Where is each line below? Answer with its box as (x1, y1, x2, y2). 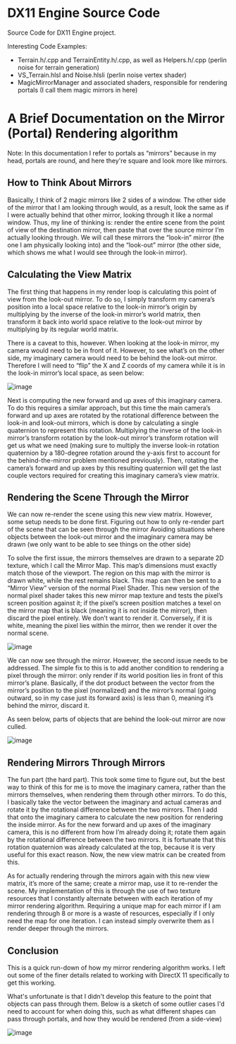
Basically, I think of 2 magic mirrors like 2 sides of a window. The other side (7, 196, 226, 204)
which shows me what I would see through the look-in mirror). (7, 248, 188, 256)
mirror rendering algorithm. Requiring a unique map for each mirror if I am (7, 902, 221, 910)
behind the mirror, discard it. (7, 701, 89, 710)
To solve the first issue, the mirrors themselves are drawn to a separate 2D (7, 554, 224, 562)
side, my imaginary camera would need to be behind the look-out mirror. (7, 353, 218, 362)
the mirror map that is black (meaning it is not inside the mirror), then (7, 606, 207, 615)
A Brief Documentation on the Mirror (7, 111, 225, 126)
